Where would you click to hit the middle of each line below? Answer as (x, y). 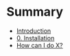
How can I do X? (39, 45)
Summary (35, 12)
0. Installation (35, 38)
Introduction (34, 31)
